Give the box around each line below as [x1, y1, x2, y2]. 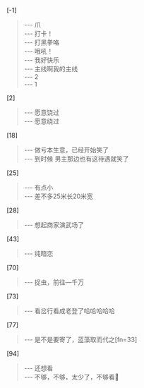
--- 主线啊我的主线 [23, 65, 78, 73]
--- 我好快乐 [23, 56, 60, 64]
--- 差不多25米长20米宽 [23, 192, 93, 200]
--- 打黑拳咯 [23, 38, 60, 47]
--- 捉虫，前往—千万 [23, 278, 85, 286]
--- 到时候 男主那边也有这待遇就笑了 [23, 154, 129, 163]
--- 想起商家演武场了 [23, 221, 85, 229]
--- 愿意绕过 [23, 117, 60, 126]
